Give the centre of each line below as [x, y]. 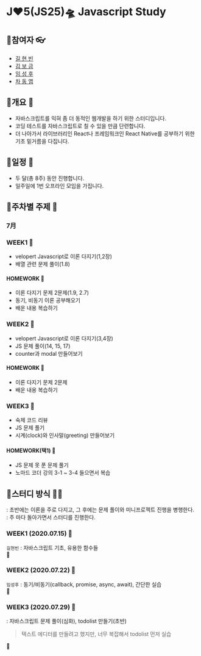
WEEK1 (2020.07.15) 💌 [40, 533]
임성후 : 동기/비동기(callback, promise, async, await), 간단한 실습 [84, 584]
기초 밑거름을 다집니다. [42, 141]
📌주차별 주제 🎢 [32, 207]
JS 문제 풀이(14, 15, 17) [43, 346]
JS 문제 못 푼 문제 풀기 [42, 465]
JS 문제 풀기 [30, 428]
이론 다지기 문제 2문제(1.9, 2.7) [52, 293]
